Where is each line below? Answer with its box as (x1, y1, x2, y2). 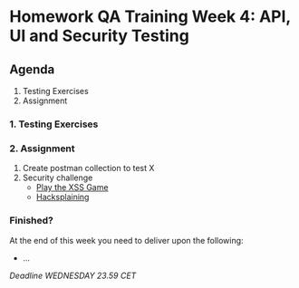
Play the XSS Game (35, 182, 109, 193)
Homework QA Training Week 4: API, (9, 6, 292, 27)
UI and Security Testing (9, 25, 190, 46)
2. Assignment (9, 142, 75, 155)
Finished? (9, 215, 54, 227)
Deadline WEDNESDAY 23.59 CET (9, 270, 137, 281)
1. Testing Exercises (9, 118, 99, 130)
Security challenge (22, 172, 93, 183)
